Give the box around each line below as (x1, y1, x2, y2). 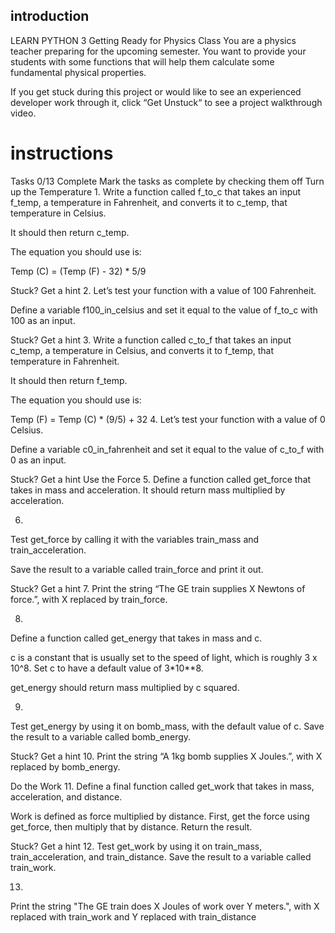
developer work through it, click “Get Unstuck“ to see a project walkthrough (10, 96, 323, 108)
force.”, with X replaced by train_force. (10, 593, 168, 605)
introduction (10, 8, 90, 25)
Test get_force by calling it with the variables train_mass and (10, 533, 260, 545)
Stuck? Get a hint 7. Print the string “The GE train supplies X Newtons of (10, 582, 306, 594)
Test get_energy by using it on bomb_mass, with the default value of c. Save (10, 720, 325, 732)
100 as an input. (10, 314, 76, 326)
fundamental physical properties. (10, 66, 147, 78)
